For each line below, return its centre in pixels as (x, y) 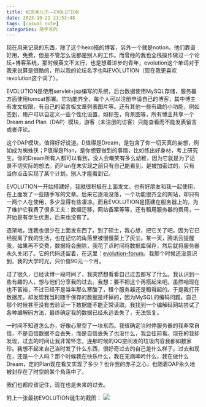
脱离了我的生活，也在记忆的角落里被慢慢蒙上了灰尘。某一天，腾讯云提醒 (103, 238)
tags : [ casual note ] (33, 23)
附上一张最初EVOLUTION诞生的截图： (54, 398)
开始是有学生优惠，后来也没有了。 (49, 217)
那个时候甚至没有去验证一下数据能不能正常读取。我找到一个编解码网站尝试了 (103, 305)
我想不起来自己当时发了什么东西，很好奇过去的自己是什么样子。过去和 (105, 349)
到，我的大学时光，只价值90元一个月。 (55, 261)
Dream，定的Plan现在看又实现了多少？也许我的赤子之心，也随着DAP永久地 (101, 364)
